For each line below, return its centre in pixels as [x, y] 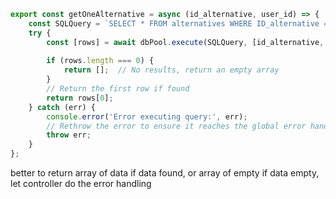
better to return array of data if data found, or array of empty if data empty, [165, 173]
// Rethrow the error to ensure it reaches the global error [176, 126]
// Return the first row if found [118, 89]
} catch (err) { [62, 107]
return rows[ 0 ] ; [80, 98]
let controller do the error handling [81, 183]
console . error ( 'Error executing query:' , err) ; [147, 116]
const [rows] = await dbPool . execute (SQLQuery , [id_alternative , [185, 42]
